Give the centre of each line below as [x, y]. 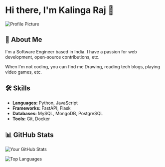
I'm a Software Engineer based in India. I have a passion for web [71, 51]
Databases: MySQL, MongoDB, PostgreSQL [58, 113]
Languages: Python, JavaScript [45, 103]
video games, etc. [24, 72]
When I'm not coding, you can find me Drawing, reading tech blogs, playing [83, 66]
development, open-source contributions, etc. [52, 57]
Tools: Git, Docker [31, 119]
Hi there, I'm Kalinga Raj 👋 [60, 10]
